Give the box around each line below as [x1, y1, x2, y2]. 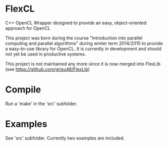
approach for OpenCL [5, 25, 50, 31]
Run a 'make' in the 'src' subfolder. [5, 101, 78, 107]
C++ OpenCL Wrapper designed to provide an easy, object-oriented [5, 20, 147, 26]
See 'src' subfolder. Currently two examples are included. [5, 135, 125, 141]
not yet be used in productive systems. [5, 51, 86, 57]
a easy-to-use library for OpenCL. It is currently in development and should [5, 45, 161, 52]
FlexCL [5, 3, 35, 15]
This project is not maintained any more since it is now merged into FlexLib [5, 61, 160, 67]
